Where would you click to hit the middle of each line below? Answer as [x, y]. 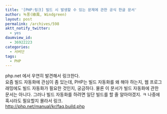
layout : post [19, 19]
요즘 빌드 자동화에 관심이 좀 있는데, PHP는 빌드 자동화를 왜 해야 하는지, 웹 [77, 82]
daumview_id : [19, 38]
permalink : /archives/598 [32, 24]
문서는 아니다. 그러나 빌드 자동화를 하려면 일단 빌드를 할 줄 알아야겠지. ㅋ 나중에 [83, 94]
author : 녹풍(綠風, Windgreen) [36, 14]
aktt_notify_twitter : [28, 28]
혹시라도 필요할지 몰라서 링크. [34, 101]
